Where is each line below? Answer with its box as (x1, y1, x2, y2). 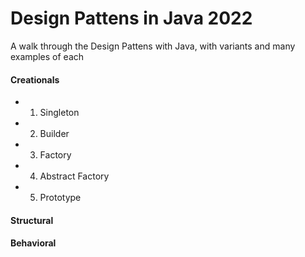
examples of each (10, 50, 85, 62)
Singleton (39, 107, 80, 119)
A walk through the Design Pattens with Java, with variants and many (10, 40, 296, 52)
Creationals (10, 73, 60, 86)
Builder (39, 128, 70, 140)
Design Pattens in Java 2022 (10, 7, 253, 30)
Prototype (39, 192, 82, 204)
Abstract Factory (39, 170, 110, 182)
